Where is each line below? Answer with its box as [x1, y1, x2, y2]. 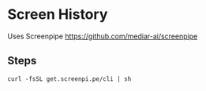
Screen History [7, 5, 108, 24]
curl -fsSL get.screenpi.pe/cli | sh [7, 75, 132, 83]
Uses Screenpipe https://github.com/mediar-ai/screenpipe [7, 31, 198, 41]
